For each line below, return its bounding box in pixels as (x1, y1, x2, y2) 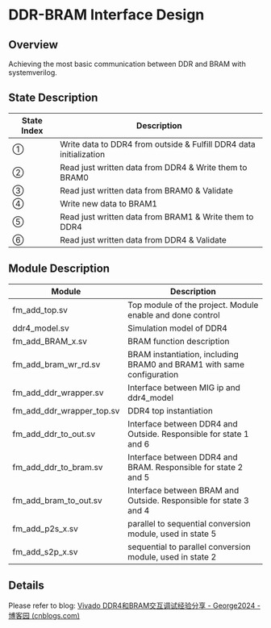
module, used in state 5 (127, 528, 217, 539)
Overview (8, 38, 59, 52)
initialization (60, 148, 106, 160)
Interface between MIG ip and (127, 381, 240, 393)
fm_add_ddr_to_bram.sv (12, 461, 103, 472)
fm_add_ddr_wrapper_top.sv (12, 405, 120, 416)
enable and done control (127, 309, 220, 320)
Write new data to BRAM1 (60, 198, 157, 209)
